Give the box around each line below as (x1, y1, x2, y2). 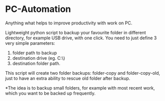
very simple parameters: (5, 40, 55, 46)
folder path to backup (12, 50, 57, 56)
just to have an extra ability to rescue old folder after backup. (5, 75, 131, 81)
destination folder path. (12, 60, 61, 66)
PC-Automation (5, 3, 71, 15)
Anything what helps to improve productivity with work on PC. (5, 20, 133, 26)
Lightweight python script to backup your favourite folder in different (5, 29, 146, 35)
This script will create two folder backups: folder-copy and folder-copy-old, (5, 70, 161, 76)
